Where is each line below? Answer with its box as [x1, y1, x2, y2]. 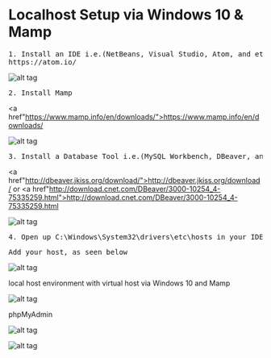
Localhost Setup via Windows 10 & [8, 6, 244, 24]
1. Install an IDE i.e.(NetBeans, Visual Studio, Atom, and [8, 49, 252, 58]
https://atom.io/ [8, 57, 77, 66]
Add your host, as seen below [8, 248, 128, 256]
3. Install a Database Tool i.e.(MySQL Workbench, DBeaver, [8, 152, 252, 160]
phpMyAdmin [8, 309, 53, 319]
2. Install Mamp [8, 88, 73, 98]
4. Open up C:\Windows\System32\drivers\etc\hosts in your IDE [8, 232, 264, 241]
